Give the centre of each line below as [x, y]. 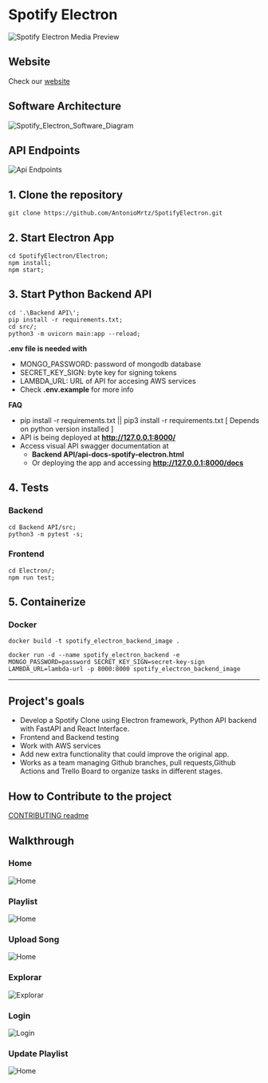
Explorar [25, 978]
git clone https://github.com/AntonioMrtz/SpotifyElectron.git [116, 213]
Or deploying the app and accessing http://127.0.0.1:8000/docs [138, 462]
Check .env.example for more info [77, 389]
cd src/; [23, 326]
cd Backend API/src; [43, 527]
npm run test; [32, 577]
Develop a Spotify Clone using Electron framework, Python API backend [138, 721]
